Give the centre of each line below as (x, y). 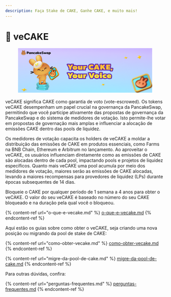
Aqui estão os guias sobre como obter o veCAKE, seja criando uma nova (81, 228)
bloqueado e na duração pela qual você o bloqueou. (60, 203)
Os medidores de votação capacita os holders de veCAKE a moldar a (78, 139)
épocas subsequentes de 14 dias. (40, 182)
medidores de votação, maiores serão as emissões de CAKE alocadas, (79, 171)
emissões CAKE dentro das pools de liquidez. (53, 129)
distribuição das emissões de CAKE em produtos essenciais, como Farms (82, 144)
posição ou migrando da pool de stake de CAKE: (56, 233)
